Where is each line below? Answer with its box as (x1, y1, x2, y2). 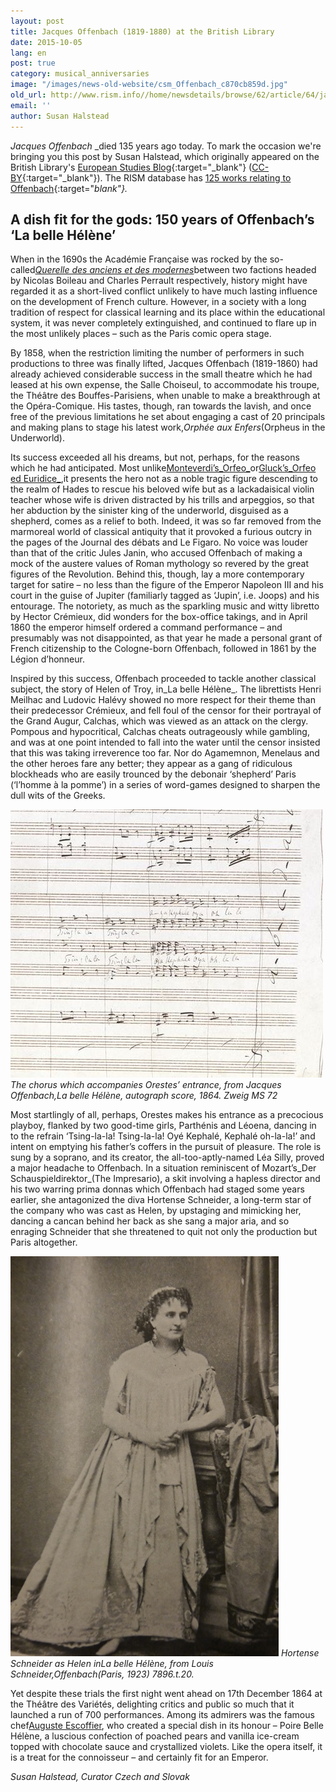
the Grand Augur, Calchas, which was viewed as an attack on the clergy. (10, 715, 309, 727)
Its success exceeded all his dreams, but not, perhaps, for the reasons (10, 451, 300, 464)
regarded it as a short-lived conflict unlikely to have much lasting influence (10, 285, 318, 297)
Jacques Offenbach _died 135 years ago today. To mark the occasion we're (10, 140, 322, 152)
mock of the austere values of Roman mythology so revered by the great (10, 558, 309, 570)
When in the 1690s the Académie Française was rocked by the (10, 253, 268, 265)
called (10, 264, 36, 276)
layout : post (10, 16, 65, 26)
